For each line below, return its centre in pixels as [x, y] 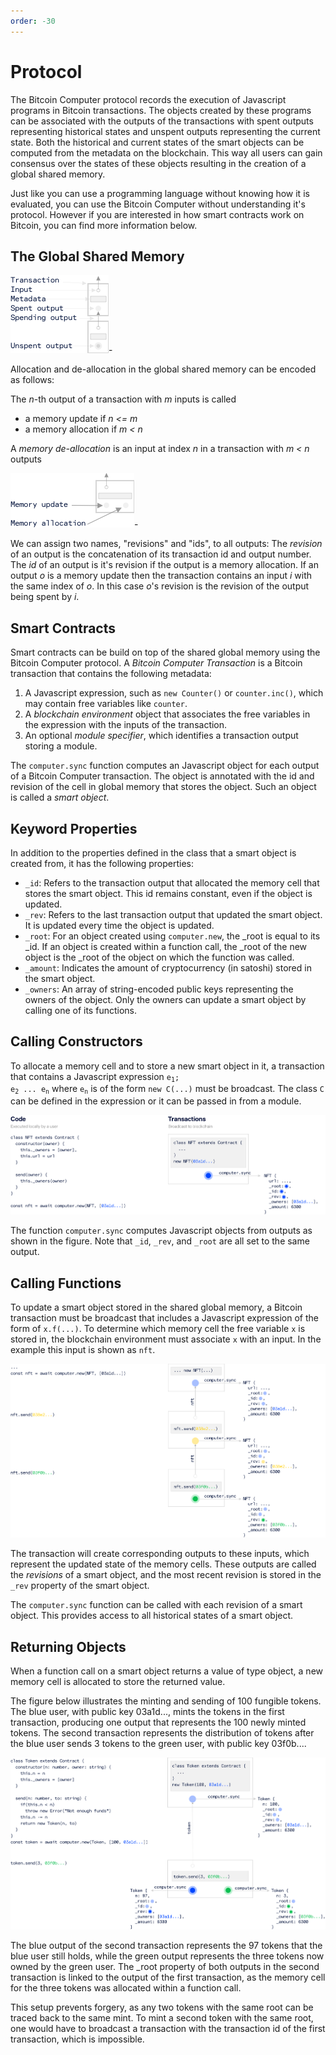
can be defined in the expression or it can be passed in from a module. [156, 1101]
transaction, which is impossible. [77, 2039]
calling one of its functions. [80, 1010]
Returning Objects [68, 1646]
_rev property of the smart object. [80, 1586]
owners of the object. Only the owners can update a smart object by [165, 999]
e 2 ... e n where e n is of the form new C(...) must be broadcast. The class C [167, 1089]
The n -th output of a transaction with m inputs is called [123, 399]
